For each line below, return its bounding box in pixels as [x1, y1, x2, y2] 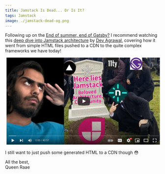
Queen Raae [5, 164, 30, 170]
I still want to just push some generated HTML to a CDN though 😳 [5, 149, 139, 155]
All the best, [5, 159, 29, 165]
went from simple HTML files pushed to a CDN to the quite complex [5, 43, 142, 49]
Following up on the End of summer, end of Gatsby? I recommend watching [5, 32, 158, 38]
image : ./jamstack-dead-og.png [5, 18, 69, 23]
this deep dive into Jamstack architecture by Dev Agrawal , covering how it [5, 37, 156, 44]
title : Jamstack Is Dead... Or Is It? [5, 8, 84, 13]
